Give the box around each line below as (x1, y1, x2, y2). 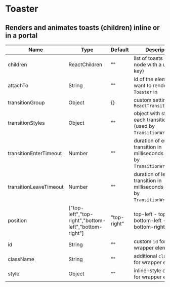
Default (110, 46, 129, 53)
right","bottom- (68, 217, 106, 224)
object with (134, 110, 160, 117)
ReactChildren (68, 61, 103, 68)
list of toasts (134, 55, 163, 61)
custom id (134, 238, 158, 245)
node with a (134, 61, 162, 68)
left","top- (68, 211, 94, 218)
